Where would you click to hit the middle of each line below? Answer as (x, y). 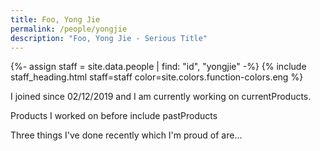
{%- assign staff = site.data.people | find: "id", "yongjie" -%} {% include (158, 67)
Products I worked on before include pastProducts (114, 116)
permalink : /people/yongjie (69, 29)
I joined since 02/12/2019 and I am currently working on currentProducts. (161, 97)
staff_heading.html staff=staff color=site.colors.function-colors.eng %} (157, 77)
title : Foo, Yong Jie (55, 19)
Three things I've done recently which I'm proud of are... (126, 135)
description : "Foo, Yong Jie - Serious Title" (109, 38)
